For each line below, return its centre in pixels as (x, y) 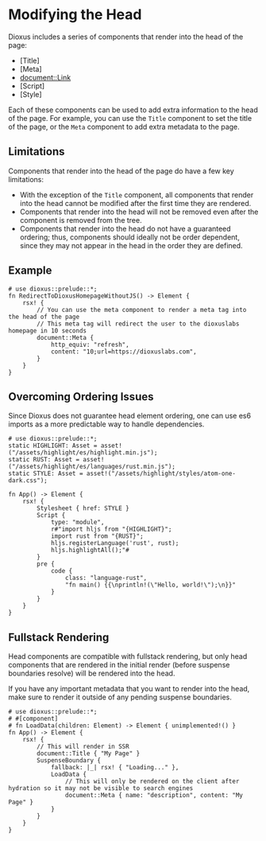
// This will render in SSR (83, 747)
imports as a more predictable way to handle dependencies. (106, 424)
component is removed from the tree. (81, 220)
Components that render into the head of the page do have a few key (121, 171)
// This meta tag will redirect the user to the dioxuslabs (138, 324)
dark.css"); (28, 481)
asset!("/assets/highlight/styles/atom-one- (161, 474)
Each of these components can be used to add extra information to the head (133, 110)
